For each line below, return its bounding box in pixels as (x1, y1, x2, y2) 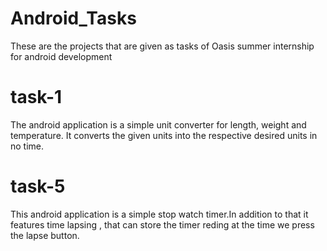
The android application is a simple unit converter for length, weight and (10, 118, 307, 131)
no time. (10, 140, 45, 152)
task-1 (10, 86, 63, 109)
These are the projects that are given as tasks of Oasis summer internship (10, 40, 315, 52)
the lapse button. (10, 229, 80, 241)
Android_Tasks (10, 7, 137, 30)
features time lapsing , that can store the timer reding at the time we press (10, 218, 315, 231)
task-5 (10, 175, 66, 198)
